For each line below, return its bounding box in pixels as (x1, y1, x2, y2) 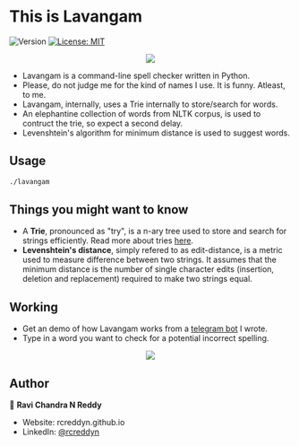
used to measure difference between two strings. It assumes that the (21, 254, 278, 266)
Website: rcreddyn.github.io (21, 417, 125, 428)
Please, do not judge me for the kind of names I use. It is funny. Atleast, (21, 79, 286, 91)
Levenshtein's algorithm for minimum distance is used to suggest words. (21, 127, 291, 138)
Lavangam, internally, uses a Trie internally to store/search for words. (21, 99, 278, 109)
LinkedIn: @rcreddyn (21, 426, 100, 437)
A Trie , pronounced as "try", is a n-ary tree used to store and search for (21, 226, 287, 237)
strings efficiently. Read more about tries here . (21, 235, 194, 246)
